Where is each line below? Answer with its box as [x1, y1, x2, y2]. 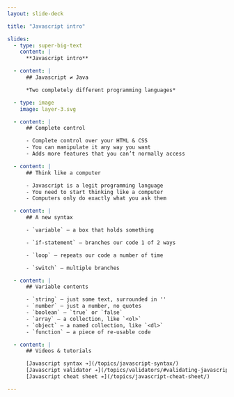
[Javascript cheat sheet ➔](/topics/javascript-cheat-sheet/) [25, 373, 210, 380]
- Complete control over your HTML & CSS [25, 137, 148, 144]
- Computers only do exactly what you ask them [25, 195, 167, 202]
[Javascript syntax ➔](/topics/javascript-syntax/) [25, 360, 179, 367]
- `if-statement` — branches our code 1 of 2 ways [25, 239, 176, 246]
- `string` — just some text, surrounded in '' [25, 296, 167, 304]
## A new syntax [25, 214, 73, 221]
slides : [7, 36, 30, 43]
